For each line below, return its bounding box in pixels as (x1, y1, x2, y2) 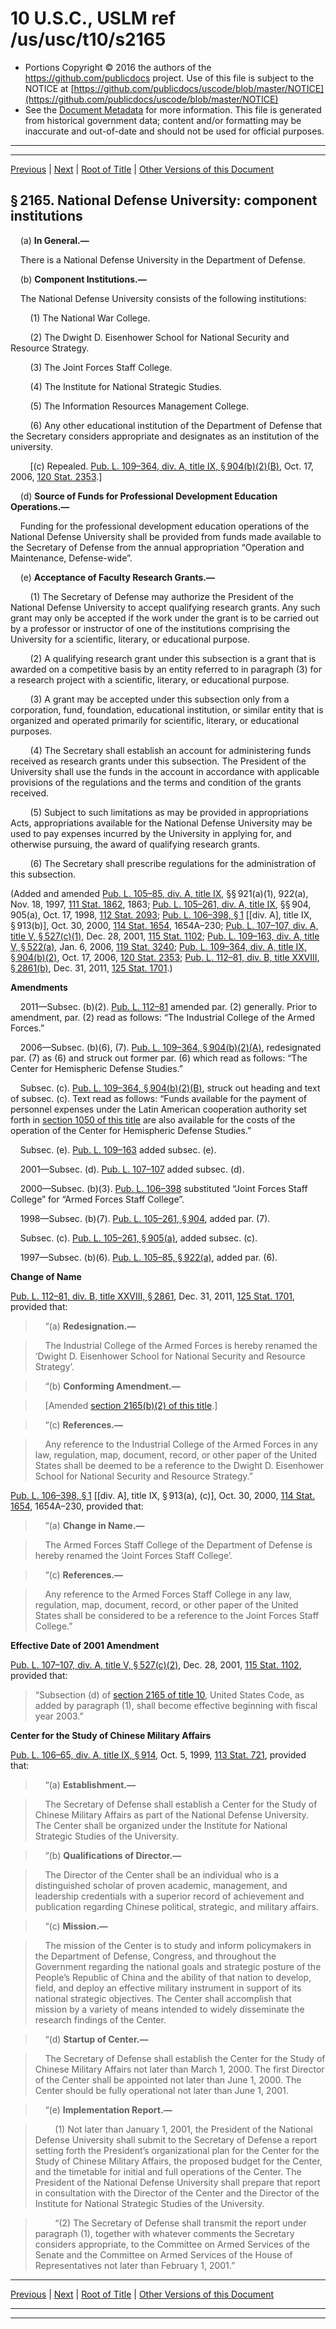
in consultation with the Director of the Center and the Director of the (34, 2187, 320, 2199)
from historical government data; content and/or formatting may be (24, 114, 302, 126)
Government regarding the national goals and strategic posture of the (34, 1960, 322, 1972)
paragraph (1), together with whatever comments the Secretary (34, 2227, 295, 2239)
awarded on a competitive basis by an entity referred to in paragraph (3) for (10, 663, 322, 675)
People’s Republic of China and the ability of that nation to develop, (34, 1971, 312, 1983)
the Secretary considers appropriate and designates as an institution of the (10, 430, 320, 442)
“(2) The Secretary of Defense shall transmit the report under (54, 2217, 307, 2229)
